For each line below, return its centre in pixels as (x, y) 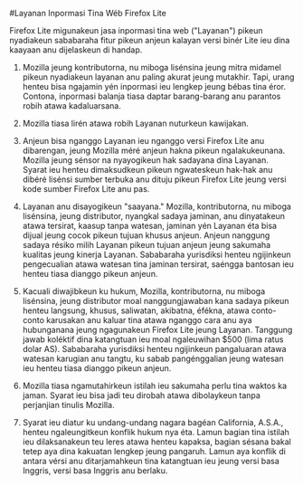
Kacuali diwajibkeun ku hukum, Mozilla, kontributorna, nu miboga (144, 291)
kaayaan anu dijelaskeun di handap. (76, 50)
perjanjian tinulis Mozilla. (68, 405)
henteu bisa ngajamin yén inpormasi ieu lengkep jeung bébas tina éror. (154, 86)
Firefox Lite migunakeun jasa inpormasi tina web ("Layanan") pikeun (136, 30)
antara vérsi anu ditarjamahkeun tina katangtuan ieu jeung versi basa (151, 461)
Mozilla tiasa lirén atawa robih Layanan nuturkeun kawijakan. (135, 123)
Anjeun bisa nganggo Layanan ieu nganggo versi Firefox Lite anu (143, 141)
